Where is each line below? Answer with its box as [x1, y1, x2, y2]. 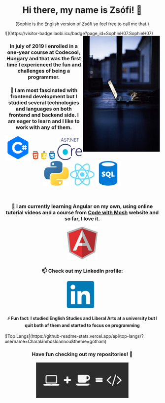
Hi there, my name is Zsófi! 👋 [22, 4, 142, 16]
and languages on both [16, 105, 72, 112]
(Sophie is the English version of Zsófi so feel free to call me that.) [15, 21, 150, 27]
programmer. [28, 74, 60, 81]
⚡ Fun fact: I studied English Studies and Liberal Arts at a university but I [7, 315, 158, 321]
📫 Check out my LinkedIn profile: [41, 268, 123, 275]
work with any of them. [15, 123, 72, 130]
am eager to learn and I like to [7, 118, 80, 124]
